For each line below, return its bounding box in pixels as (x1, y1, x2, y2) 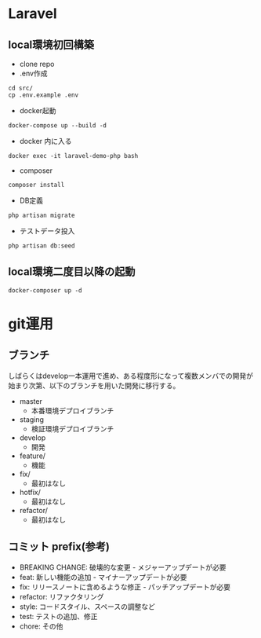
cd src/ (8, 84, 34, 92)
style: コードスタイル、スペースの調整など (19, 602, 155, 611)
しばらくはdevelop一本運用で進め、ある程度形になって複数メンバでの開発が (8, 371, 253, 380)
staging (19, 414, 45, 424)
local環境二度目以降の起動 (8, 265, 136, 279)
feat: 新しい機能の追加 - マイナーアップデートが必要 (19, 572, 187, 581)
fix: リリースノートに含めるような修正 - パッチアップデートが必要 (19, 582, 231, 592)
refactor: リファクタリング (19, 592, 104, 601)
